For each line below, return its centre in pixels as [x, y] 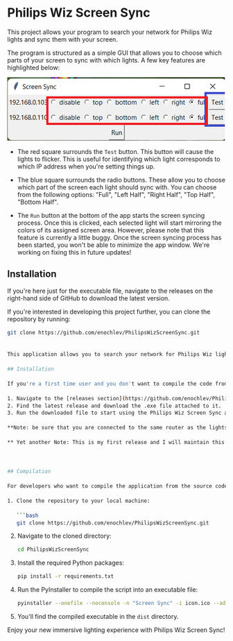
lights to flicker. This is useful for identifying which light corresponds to [119, 159]
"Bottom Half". [38, 202]
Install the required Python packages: [71, 563]
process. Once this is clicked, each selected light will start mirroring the [119, 223]
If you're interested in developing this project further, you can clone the [109, 311]
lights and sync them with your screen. [62, 39]
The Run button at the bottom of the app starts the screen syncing [111, 215]
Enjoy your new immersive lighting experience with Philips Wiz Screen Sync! [116, 630]
